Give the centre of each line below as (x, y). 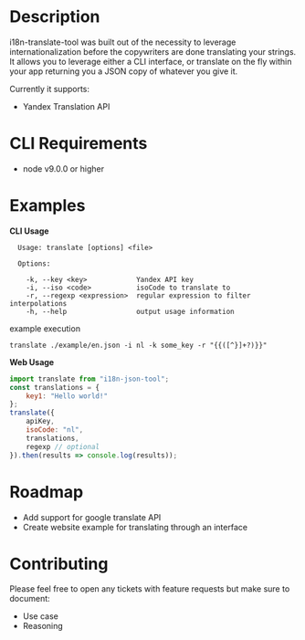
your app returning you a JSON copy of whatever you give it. (124, 71)
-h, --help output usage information (130, 311)
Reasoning (43, 626)
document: (30, 599)
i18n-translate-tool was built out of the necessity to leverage (123, 42)
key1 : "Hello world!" (67, 396)
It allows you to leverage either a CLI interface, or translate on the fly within (151, 61)
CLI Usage (29, 231)
